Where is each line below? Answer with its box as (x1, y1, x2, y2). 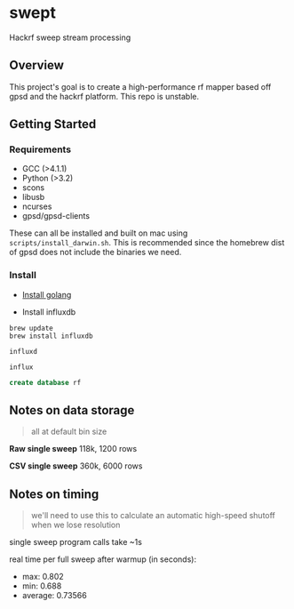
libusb (21, 192, 45, 203)
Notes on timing (9, 486, 99, 501)
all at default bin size (30, 426, 107, 437)
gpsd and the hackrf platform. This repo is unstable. (9, 91, 200, 101)
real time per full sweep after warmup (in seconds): (9, 554, 197, 565)
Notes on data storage (9, 403, 135, 418)
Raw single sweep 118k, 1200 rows (9, 444, 138, 454)
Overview (9, 58, 65, 73)
